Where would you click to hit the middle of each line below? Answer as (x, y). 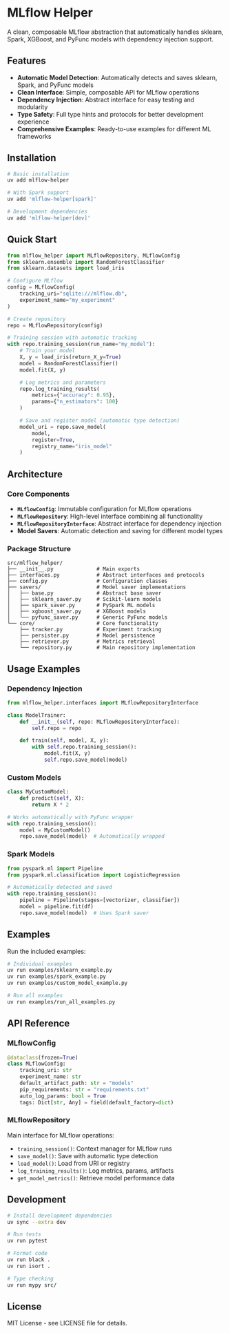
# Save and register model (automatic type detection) (100, 421)
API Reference (39, 1024)
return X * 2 (51, 805)
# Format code (28, 1254)
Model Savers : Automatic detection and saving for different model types (120, 530)
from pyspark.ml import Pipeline (55, 868)
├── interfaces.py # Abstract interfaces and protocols (106, 575)
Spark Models (31, 854)
